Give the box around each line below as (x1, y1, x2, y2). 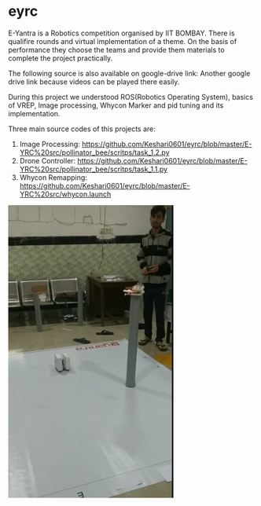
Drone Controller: (19, 156, 76, 165)
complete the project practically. (8, 53, 113, 63)
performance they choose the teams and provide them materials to (8, 45, 226, 54)
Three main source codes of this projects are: (8, 124, 156, 134)
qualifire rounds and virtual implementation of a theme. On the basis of (8, 36, 237, 46)
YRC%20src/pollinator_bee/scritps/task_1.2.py (19, 148, 170, 157)
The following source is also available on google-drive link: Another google (8, 68, 251, 78)
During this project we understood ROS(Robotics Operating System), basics (8, 92, 254, 101)
